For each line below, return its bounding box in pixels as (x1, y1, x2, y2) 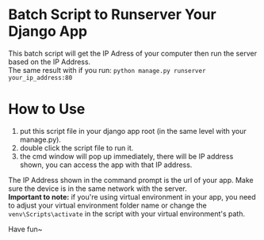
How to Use (8, 101, 86, 118)
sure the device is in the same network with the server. (8, 184, 188, 193)
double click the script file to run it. (19, 143, 134, 152)
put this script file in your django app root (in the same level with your (19, 126, 247, 135)
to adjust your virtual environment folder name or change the (8, 200, 208, 210)
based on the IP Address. (8, 57, 91, 67)
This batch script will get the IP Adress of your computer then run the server (8, 48, 258, 58)
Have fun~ (8, 224, 43, 234)
